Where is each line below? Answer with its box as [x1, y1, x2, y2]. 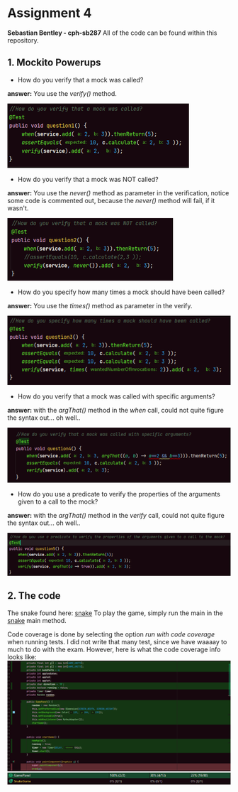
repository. [7, 36, 39, 44]
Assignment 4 [7, 5, 92, 21]
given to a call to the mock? [17, 497, 98, 506]
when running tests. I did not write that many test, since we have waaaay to [7, 637, 227, 646]
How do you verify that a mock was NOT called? [17, 175, 159, 183]
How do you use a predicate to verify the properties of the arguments [17, 489, 221, 498]
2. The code [7, 590, 62, 602]
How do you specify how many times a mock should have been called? [17, 288, 225, 296]
